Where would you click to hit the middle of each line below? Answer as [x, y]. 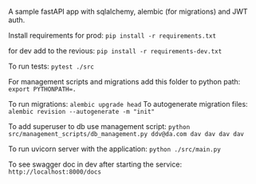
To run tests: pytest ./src [51, 66]
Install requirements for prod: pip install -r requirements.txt [112, 35]
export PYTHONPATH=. [43, 89]
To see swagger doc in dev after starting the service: [95, 164]
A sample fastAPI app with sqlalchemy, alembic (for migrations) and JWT [128, 12]
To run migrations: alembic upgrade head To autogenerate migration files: [128, 104]
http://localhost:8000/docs [55, 172]
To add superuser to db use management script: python [99, 126]
